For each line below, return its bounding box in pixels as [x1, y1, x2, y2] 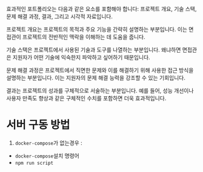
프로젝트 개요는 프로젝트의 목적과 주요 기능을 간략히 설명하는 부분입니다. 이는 [6, 26, 188, 33]
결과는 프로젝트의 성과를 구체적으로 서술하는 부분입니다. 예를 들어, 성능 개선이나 [6, 87, 194, 94]
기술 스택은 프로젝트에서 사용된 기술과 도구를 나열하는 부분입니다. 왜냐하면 [6, 46, 181, 53]
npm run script [15, 160, 54, 166]
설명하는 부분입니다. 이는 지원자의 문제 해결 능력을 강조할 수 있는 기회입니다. [6, 74, 186, 81]
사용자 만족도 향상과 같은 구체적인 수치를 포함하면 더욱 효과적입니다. [6, 94, 167, 102]
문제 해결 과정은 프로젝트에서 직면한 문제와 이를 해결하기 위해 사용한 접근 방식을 [6, 67, 194, 74]
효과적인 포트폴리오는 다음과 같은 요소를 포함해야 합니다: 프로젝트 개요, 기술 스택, [6, 5, 197, 12]
